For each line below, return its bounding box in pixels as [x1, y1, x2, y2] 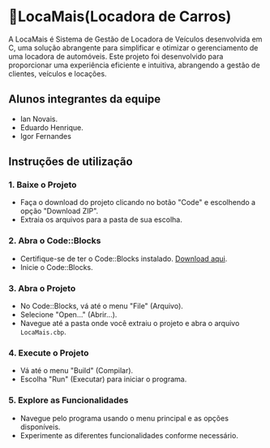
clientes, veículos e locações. [8, 68, 107, 78]
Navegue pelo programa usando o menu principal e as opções [19, 413, 229, 423]
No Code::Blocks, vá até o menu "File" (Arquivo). [19, 301, 184, 311]
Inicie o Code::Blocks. [19, 262, 93, 272]
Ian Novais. [19, 114, 58, 124]
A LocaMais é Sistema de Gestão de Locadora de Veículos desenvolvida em [8, 34, 263, 44]
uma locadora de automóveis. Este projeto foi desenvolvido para [8, 51, 224, 61]
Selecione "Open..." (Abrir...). [19, 310, 118, 320]
